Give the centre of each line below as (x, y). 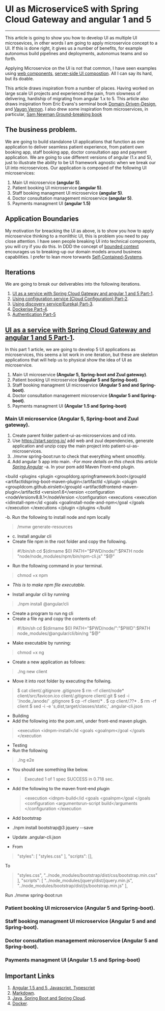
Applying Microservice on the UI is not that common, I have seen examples (81, 68)
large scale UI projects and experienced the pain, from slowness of (73, 93)
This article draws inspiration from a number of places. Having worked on (80, 88)
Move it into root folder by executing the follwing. (62, 681)
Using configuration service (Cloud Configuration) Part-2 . (70, 299)
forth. (11, 59)
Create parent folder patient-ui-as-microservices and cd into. (74, 436)
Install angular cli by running (41, 595)
